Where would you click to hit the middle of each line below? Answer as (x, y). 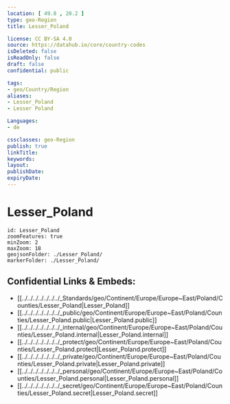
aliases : (20, 96)
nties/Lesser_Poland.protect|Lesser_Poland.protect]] (92, 349)
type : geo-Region (32, 20)
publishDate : (26, 172)
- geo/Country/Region (38, 89)
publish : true (27, 146)
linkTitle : (23, 153)
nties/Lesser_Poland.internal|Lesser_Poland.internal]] (93, 335)
